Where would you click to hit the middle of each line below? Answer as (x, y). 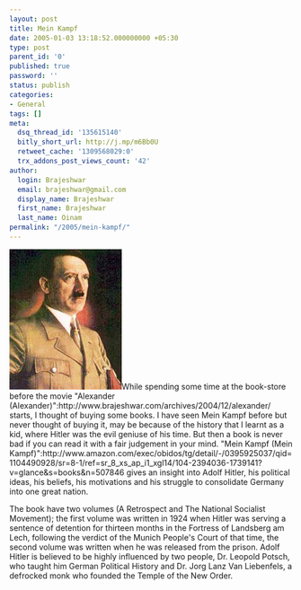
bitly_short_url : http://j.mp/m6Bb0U (88, 142)
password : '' (34, 76)
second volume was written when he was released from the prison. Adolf (145, 547)
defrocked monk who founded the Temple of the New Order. (121, 576)
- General (28, 104)
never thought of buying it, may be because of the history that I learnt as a (147, 424)
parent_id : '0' (38, 57)
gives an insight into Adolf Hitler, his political (208, 472)
